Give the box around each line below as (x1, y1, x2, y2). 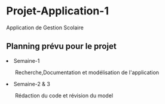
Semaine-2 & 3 (14, 80, 51, 87)
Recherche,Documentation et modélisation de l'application (14, 69, 160, 76)
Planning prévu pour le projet (6, 41, 117, 51)
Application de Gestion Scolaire (6, 24, 84, 31)
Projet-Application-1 (6, 4, 109, 18)
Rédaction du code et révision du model (14, 91, 114, 99)
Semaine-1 (14, 57, 40, 64)
